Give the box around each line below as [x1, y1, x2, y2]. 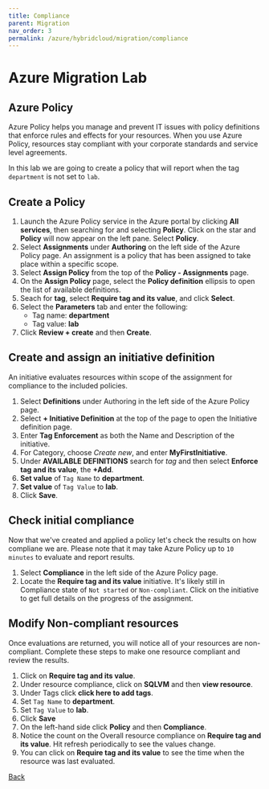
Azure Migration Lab [8, 69, 147, 87]
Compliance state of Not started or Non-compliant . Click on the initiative [19, 585, 259, 594]
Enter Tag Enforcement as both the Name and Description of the [19, 430, 235, 440]
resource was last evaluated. [19, 756, 116, 766]
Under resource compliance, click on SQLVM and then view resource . [19, 679, 253, 688]
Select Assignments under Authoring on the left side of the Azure [19, 242, 241, 252]
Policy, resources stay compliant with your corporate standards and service [8, 139, 259, 149]
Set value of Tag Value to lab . [19, 482, 119, 491]
